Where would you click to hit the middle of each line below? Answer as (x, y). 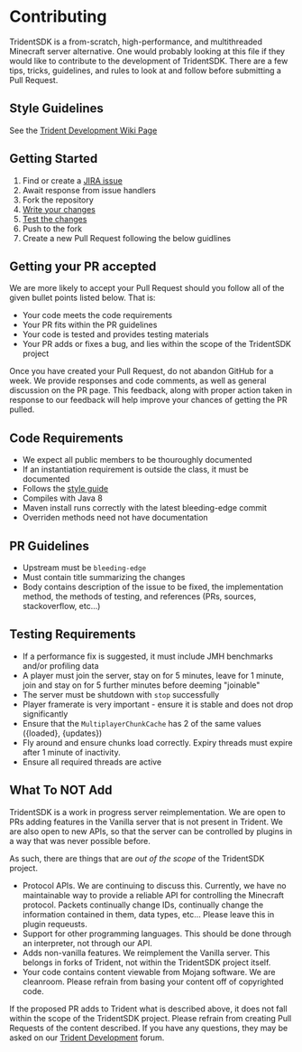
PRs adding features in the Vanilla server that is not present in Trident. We (146, 822)
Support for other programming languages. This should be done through (157, 934)
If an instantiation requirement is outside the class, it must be (136, 470)
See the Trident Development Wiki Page (83, 130)
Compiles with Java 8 (63, 498)
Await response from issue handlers (89, 190)
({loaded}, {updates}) (62, 733)
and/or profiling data (60, 665)
